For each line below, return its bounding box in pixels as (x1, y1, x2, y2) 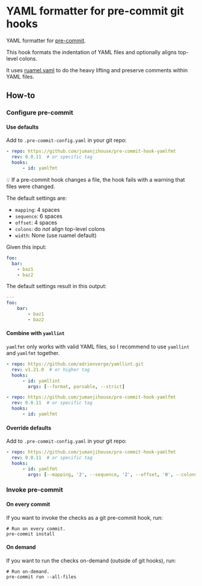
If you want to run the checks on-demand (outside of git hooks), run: (6, 557, 176, 564)
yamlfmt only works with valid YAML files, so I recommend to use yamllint (6, 343, 190, 350)
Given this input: (6, 243, 47, 250)
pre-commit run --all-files (6, 573, 77, 580)
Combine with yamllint (6, 330, 65, 337)
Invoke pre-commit (6, 486, 63, 494)
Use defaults (6, 123, 39, 131)
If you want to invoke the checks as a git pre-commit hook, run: (6, 514, 164, 521)
